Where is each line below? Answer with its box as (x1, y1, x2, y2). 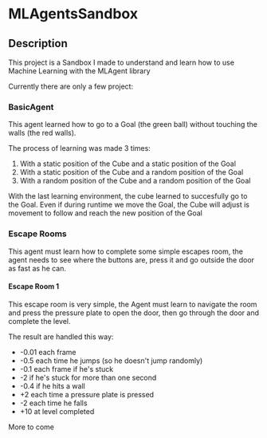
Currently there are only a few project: (8, 81, 134, 91)
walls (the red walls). (8, 128, 77, 138)
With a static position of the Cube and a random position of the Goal (19, 168, 244, 177)
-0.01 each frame (19, 347, 77, 357)
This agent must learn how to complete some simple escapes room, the (8, 247, 243, 256)
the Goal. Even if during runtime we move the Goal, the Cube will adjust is (8, 200, 249, 210)
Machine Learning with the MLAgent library (8, 66, 151, 76)
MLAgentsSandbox (8, 5, 138, 23)
